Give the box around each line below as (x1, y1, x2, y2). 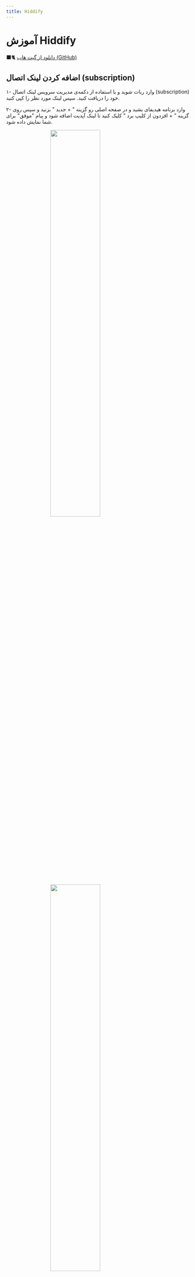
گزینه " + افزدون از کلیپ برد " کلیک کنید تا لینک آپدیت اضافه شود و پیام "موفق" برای (6, 112, 189, 119)
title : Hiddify (6, 8, 43, 15)
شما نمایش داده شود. (6, 118, 53, 125)
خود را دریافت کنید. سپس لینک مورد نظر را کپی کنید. (6, 94, 120, 101)
